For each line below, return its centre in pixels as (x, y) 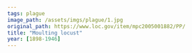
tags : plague (26, 13)
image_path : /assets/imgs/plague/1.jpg (65, 20)
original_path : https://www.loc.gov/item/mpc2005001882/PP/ (97, 26)
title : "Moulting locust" (45, 33)
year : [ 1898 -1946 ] (34, 39)
